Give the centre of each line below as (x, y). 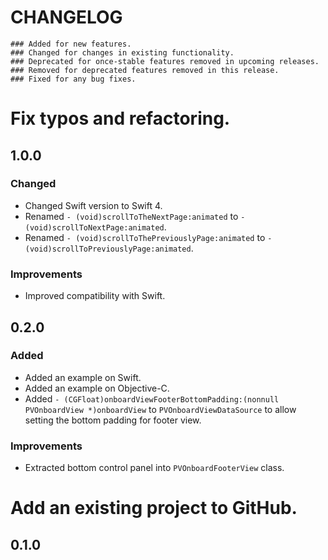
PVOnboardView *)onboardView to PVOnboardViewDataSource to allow (160, 409)
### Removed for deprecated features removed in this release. (145, 70)
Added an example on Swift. (83, 377)
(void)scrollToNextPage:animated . (95, 227)
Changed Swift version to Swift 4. (93, 205)
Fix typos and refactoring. (120, 118)
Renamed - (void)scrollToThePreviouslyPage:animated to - (148, 237)
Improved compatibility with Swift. (95, 296)
